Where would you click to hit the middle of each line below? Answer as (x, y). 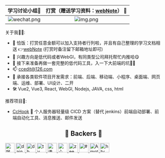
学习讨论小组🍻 (24, 11)
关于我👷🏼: (15, 32)
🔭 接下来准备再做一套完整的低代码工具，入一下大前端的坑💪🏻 (74, 63)
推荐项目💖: (16, 101)
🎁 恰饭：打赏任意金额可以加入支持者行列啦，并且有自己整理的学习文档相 (86, 43)
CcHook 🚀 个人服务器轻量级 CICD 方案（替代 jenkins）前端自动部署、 (83, 112)
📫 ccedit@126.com (33, 69)
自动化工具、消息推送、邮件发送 (49, 118)
